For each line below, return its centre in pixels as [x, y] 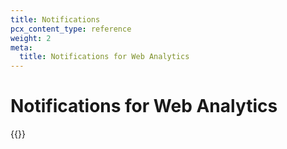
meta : [21, 47]
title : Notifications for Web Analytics [104, 57]
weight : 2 [31, 38]
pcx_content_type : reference [71, 29]
